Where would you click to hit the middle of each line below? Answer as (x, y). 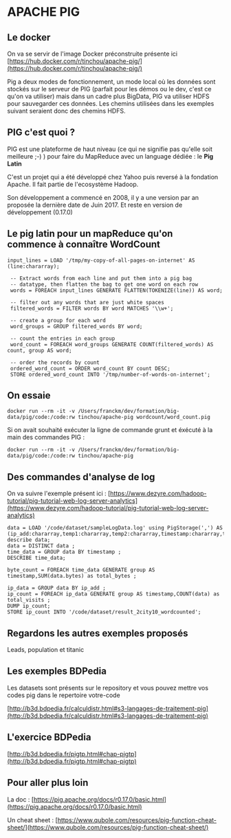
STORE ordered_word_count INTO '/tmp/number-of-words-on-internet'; (110, 374)
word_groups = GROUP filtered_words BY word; (76, 326)
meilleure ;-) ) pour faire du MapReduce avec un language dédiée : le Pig (110, 156)
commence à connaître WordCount (84, 245)
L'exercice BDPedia (49, 737)
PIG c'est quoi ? (41, 132)
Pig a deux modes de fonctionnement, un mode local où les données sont (111, 82)
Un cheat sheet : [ (33, 820)
